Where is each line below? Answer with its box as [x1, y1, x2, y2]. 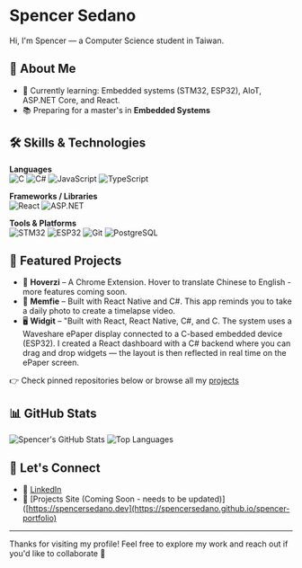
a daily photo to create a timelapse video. [22, 306, 176, 316]
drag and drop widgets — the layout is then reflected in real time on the [22, 348, 287, 359]
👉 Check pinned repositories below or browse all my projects [9, 375, 240, 386]
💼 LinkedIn [22, 484, 62, 494]
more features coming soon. [22, 287, 128, 297]
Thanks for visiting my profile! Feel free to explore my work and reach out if [9, 538, 289, 549]
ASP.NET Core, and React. [22, 94, 120, 105]
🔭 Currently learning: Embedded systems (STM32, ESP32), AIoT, [22, 84, 262, 95]
